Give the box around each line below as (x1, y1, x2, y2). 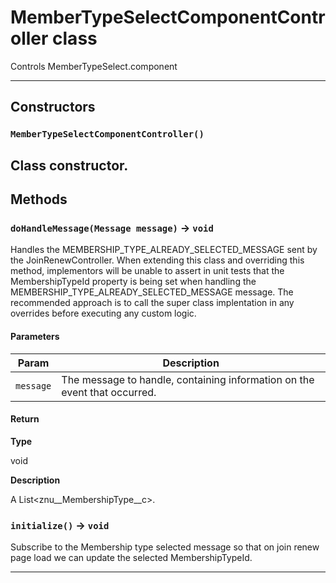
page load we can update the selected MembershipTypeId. (10, 552, 253, 564)
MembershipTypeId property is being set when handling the (10, 276, 257, 288)
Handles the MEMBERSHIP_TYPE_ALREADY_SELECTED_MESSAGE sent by (10, 244, 318, 256)
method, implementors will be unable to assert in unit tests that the (10, 265, 285, 277)
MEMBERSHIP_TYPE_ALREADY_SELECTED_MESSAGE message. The (10, 286, 294, 298)
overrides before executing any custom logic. (10, 307, 197, 320)
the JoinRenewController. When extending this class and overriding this (10, 254, 305, 266)
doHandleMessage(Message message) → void (10, 221, 214, 235)
